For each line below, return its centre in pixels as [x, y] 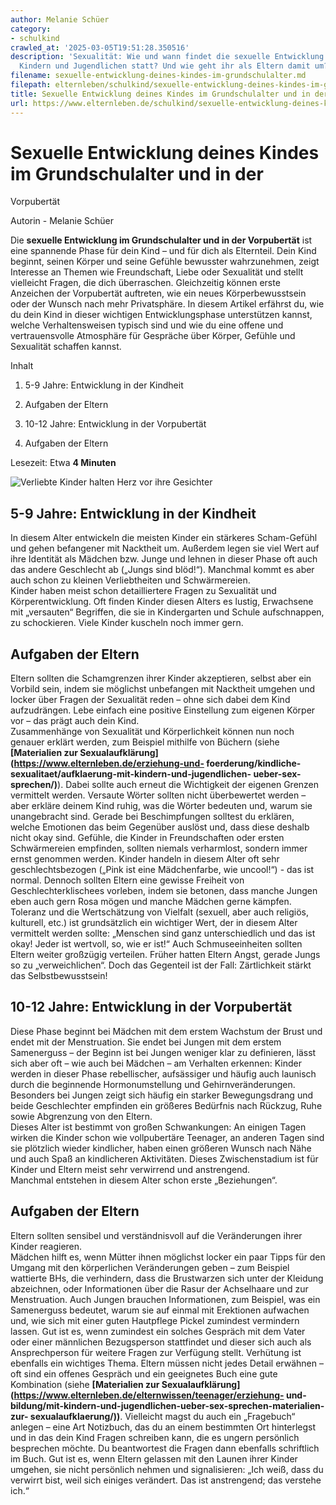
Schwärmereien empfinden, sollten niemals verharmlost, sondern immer [159, 848]
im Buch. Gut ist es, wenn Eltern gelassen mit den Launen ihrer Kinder [154, 1458]
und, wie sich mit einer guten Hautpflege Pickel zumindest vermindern [155, 1320]
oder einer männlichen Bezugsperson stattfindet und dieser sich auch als [161, 1342]
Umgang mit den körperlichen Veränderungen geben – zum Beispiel [150, 1267]
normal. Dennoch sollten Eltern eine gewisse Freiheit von [127, 880]
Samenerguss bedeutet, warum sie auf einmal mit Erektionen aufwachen [160, 1310]
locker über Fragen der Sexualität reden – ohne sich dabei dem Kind [150, 700]
